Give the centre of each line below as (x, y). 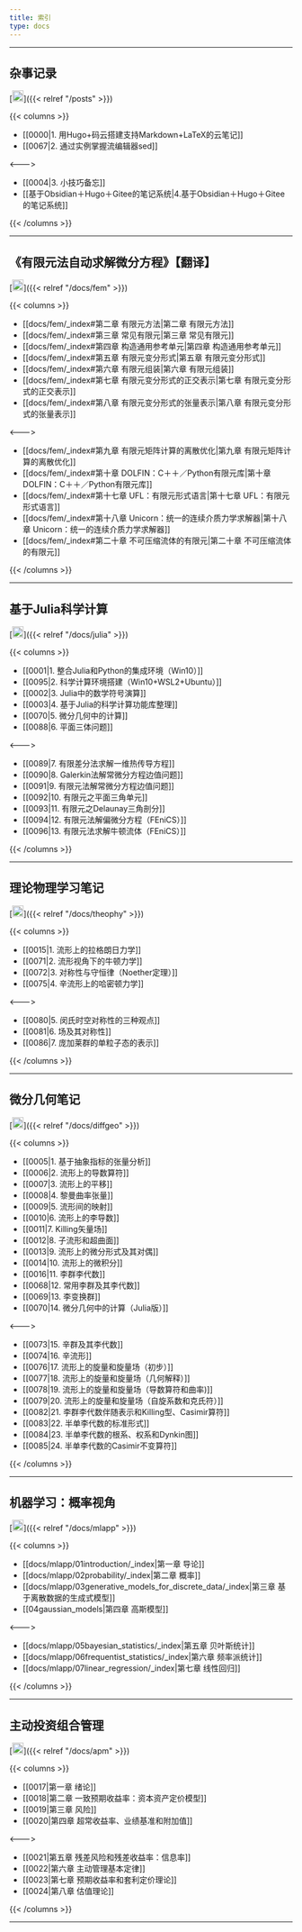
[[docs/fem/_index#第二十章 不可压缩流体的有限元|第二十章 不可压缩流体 (157, 540)
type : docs (30, 26)
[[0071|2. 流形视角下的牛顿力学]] (82, 961)
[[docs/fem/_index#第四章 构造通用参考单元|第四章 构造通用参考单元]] (151, 347)
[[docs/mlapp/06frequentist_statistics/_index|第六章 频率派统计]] (142, 1657)
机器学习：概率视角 (62, 1502)
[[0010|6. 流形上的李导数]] (71, 1218)
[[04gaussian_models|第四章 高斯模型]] (95, 1610)
